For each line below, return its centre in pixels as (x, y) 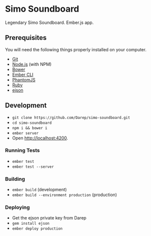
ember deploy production (37, 229)
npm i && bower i (30, 128)
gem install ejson (31, 224)
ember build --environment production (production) (65, 195)
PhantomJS (24, 79)
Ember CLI (23, 75)
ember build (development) (39, 190)
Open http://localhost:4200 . (40, 138)
